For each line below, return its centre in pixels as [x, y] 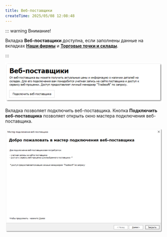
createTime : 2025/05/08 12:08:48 [40, 16]
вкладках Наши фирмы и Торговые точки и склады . [62, 45]
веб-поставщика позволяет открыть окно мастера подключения [75, 116]
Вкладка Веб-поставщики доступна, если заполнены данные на [74, 40]
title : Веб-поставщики [29, 10]
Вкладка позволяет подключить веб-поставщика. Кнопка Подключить [81, 110]
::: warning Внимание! [28, 30]
